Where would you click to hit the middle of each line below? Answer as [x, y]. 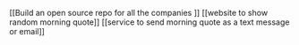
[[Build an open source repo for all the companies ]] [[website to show [139, 13]
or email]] [27, 31]
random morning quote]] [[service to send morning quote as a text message [149, 22]
